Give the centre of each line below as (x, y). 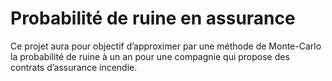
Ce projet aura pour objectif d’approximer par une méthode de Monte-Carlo (166, 46)
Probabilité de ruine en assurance (153, 18)
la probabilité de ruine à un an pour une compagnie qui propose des (150, 56)
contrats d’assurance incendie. (74, 67)
